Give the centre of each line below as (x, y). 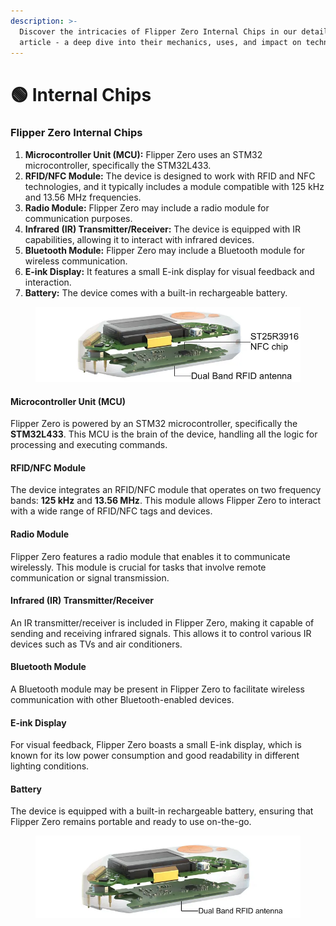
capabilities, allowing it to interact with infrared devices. (139, 239)
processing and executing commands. (89, 445)
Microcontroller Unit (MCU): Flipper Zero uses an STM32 (143, 154)
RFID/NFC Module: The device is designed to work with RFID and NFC (170, 176)
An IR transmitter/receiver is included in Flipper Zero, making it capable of (162, 622)
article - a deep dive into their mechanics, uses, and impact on (160, 42)
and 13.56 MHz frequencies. (83, 197)
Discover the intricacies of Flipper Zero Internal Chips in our (158, 31)
